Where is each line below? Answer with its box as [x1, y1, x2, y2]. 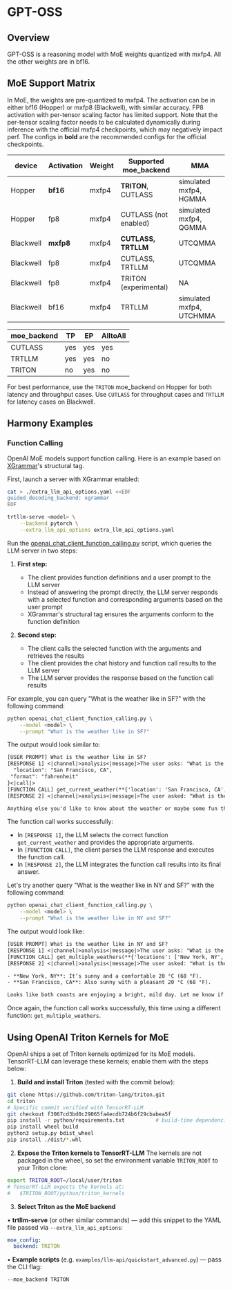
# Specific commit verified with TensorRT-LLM [7, 1104, 144, 1111]
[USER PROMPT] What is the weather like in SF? [7, 754, 147, 761]
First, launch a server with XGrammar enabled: [7, 475, 139, 483]
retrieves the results [27, 652, 85, 660]
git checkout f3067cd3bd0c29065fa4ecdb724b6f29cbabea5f [7, 1111, 171, 1118]
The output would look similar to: [7, 740, 101, 749]
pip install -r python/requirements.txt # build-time [7, 1117, 193, 1124]
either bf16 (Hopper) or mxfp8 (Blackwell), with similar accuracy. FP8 [7, 103, 204, 111]
